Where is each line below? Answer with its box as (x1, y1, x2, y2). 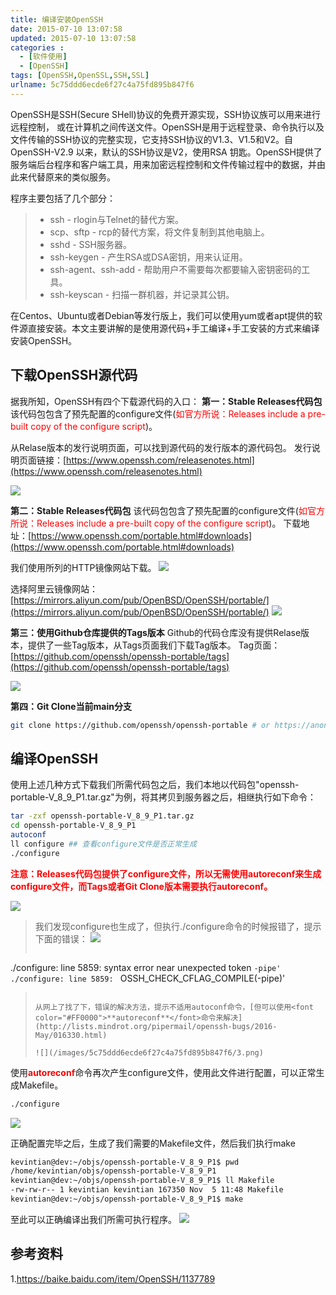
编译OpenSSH (10, 750, 99, 767)
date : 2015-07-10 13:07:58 (10, 24, 123, 34)
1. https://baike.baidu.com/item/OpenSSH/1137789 (10, 1272, 216, 1285)
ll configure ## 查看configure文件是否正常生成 (10, 839, 197, 849)
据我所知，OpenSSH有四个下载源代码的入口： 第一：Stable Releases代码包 (10, 395, 323, 407)
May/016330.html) (34, 1030, 108, 1040)
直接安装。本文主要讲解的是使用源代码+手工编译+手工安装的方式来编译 (27, 322, 320, 334)
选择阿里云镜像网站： (10, 582, 98, 595)
